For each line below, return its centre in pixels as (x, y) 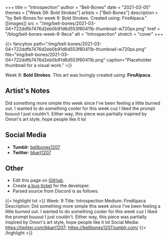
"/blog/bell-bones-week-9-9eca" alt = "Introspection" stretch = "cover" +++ (84, 34)
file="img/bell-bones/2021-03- (37, 54)
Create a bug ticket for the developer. (51, 186)
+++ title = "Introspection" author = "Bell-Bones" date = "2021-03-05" (78, 7)
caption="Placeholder (129, 60)
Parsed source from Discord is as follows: (55, 191)
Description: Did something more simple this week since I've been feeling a (83, 206)
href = (154, 29)
